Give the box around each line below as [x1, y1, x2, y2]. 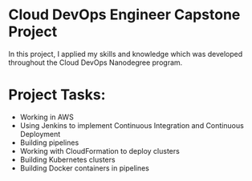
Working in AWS [19, 112, 74, 122]
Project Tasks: [8, 86, 106, 104]
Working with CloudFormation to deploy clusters [19, 146, 181, 155]
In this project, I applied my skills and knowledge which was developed [8, 49, 243, 58]
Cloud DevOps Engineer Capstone [8, 6, 241, 24]
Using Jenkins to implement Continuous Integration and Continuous [19, 120, 245, 130]
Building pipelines [19, 138, 79, 147]
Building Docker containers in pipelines [19, 163, 150, 173]
